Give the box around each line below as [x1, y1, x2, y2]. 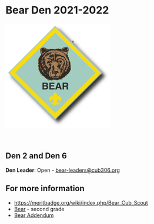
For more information [5, 184, 85, 194]
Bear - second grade [14, 205, 65, 212]
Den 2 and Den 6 [5, 151, 67, 161]
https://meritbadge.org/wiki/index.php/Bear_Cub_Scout [14, 199, 148, 206]
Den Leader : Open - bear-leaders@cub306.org [5, 167, 120, 174]
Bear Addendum [14, 212, 54, 219]
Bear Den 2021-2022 [5, 4, 109, 17]
